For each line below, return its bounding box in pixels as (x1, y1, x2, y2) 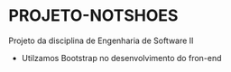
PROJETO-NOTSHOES (8, 5, 179, 26)
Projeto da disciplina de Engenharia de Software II (8, 35, 194, 46)
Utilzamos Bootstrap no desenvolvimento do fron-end (21, 52, 222, 63)
